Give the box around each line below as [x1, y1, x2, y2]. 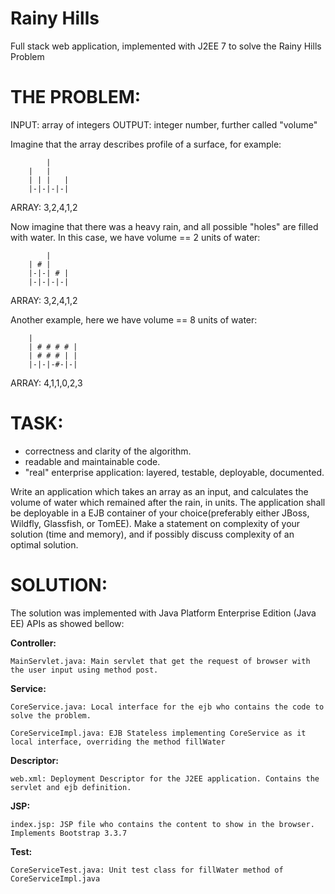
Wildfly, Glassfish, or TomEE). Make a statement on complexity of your [10, 517, 301, 529]
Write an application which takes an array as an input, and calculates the [10, 485, 309, 497]
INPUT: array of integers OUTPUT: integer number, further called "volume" [10, 118, 318, 131]
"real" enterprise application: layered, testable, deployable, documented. [24, 466, 325, 478]
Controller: [10, 637, 57, 649]
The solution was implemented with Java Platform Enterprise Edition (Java [10, 607, 317, 619]
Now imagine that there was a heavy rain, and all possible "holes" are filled [10, 220, 319, 232]
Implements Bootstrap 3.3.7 [10, 828, 128, 838]
